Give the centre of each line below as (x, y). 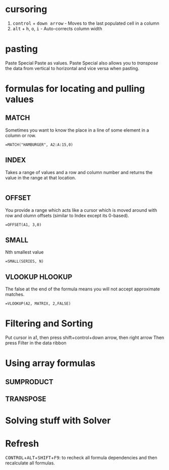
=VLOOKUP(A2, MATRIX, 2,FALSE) (38, 304)
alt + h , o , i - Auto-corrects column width (57, 28)
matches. (15, 295)
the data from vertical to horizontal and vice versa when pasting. (72, 68)
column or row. (21, 135)
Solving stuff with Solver (58, 421)
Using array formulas (50, 363)
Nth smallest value (24, 252)
